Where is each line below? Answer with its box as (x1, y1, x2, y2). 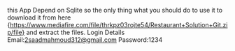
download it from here (7, 13, 71, 22)
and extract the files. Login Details (26, 28, 125, 36)
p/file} (7, 28, 25, 36)
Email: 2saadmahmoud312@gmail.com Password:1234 (7, 36, 163, 44)
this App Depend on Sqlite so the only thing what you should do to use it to (7, 6, 222, 14)
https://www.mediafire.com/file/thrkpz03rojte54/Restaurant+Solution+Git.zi (9, 21, 228, 29)
